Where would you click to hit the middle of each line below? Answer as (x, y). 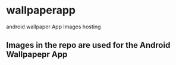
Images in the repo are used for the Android (88, 45)
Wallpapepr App (37, 55)
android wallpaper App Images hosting (54, 27)
